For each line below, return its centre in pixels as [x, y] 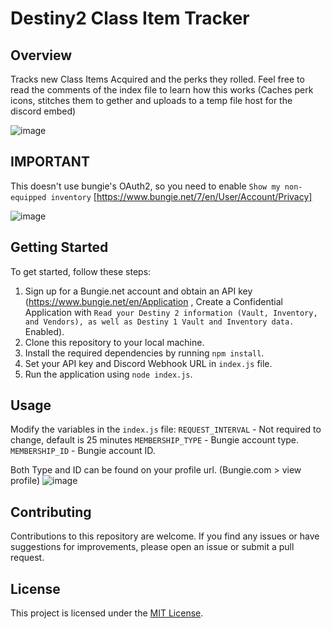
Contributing [51, 512]
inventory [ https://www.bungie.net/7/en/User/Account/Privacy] [181, 196]
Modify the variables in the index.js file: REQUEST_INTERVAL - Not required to [166, 429]
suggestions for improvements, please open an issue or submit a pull [152, 547]
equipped [28, 197]
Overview [41, 55]
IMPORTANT [50, 162]
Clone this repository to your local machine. [114, 342]
